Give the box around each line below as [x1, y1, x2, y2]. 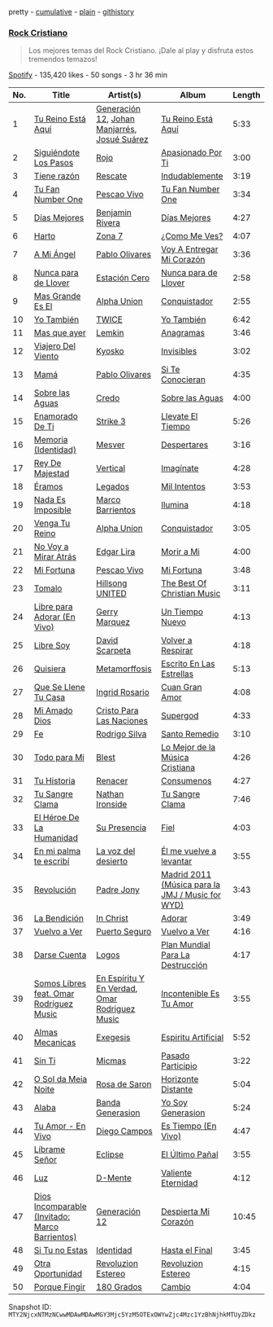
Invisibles [161, 345, 197, 357]
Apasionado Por [161, 147, 223, 158]
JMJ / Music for [161, 890, 222, 901]
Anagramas [161, 327, 206, 339]
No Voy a [33, 541, 69, 552]
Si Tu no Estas [33, 1245, 88, 1256]
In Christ [96, 912, 128, 924]
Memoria [33, 434, 68, 446]
